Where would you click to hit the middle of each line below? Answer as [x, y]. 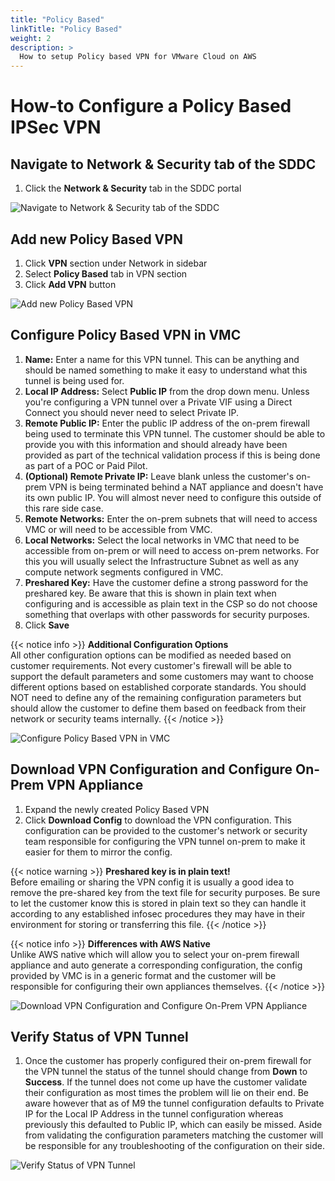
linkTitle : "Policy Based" [66, 29]
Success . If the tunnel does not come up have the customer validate [166, 1082]
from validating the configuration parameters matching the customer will [174, 1135]
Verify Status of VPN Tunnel [99, 1036]
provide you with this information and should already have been [156, 444]
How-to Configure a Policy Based [151, 106]
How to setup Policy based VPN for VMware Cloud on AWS [138, 57]
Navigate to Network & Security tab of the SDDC [163, 164]
